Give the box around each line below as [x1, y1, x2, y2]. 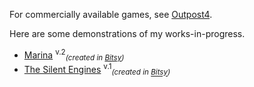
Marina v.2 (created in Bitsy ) [23, 47, 125, 63]
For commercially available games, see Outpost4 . [9, 9, 213, 20]
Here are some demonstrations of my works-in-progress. [9, 28, 246, 39]
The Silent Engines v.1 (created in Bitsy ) [23, 62, 171, 78]
